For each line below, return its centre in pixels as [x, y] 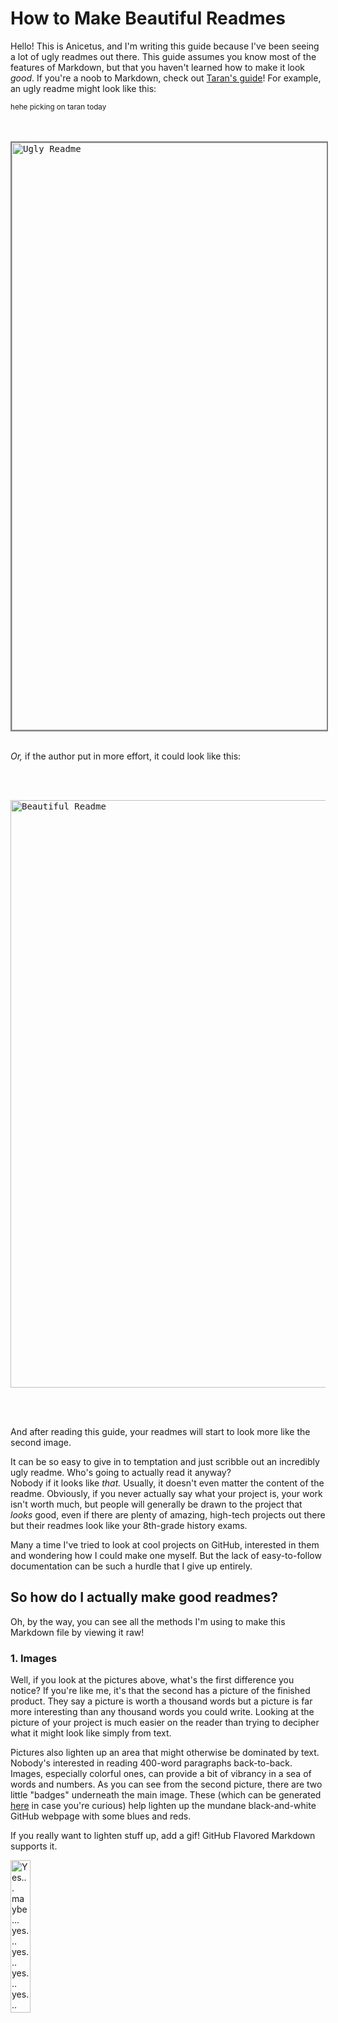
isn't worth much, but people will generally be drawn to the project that [156, 1504]
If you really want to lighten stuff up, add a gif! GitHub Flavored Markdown [163, 1836]
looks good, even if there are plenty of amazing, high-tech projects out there [168, 1514]
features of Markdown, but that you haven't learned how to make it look [158, 67]
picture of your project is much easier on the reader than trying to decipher [165, 1723]
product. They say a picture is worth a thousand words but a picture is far [161, 1701]
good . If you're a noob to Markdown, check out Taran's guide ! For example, [166, 78]
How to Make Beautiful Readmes [148, 18]
